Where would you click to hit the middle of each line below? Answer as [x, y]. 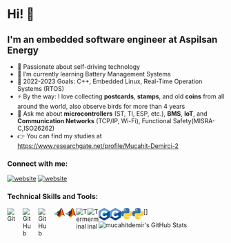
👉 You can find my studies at [59, 136]
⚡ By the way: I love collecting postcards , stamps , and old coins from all [121, 96]
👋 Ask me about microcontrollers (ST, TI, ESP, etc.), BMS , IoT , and [112, 114]
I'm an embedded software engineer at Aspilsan [112, 40]
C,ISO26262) [36, 128]
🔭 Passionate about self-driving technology [78, 67]
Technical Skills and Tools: [53, 197]
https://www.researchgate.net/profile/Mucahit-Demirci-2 [98, 146]
